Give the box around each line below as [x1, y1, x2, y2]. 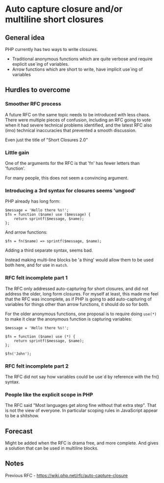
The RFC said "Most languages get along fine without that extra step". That [5, 402, 157, 408]
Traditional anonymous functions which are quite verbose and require [12, 56, 153, 62]
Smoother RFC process [5, 101, 61, 107]
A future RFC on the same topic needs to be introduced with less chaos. [5, 111, 150, 117]
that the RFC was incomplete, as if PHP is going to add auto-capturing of [5, 296, 152, 302]
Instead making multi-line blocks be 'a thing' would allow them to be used [5, 257, 154, 263]
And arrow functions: [5, 229, 48, 235]
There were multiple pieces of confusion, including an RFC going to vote [5, 117, 151, 123]
